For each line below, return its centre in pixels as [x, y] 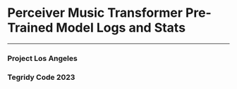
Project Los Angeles [42, 58]
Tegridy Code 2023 [41, 77]
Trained [30, 28]
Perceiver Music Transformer [95, 13]
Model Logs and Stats [121, 28]
